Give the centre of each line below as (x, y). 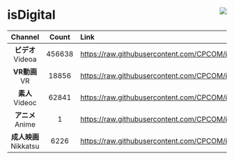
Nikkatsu (25, 146)
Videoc (25, 102)
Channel (25, 37)
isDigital (31, 15)
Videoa (25, 59)
